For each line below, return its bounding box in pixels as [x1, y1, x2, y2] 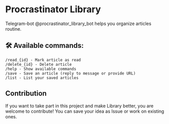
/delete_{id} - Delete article [5, 62, 72, 67]
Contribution [5, 89, 47, 98]
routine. [5, 26, 22, 32]
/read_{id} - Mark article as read [5, 57, 81, 62]
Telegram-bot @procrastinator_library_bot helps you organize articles [5, 20, 152, 27]
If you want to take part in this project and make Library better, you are [5, 103, 154, 109]
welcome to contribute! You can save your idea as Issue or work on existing [5, 108, 164, 114]
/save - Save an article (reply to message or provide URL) [5, 70, 136, 76]
